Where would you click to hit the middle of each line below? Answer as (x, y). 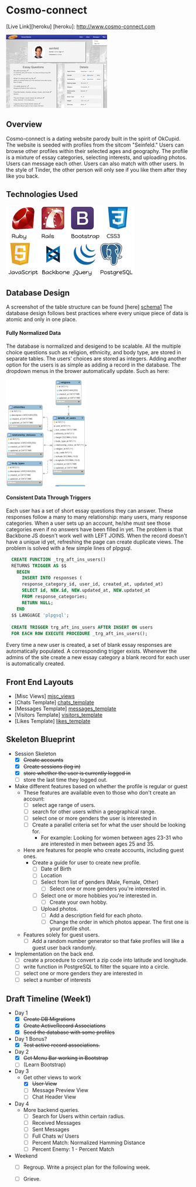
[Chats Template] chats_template (54, 702)
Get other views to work (52, 1077)
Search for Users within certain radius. (78, 1116)
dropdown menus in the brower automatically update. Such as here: (88, 371)
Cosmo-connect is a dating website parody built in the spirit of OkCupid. (93, 138)
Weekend (26, 1155)
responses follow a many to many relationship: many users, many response (97, 517)
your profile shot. (70, 928)
